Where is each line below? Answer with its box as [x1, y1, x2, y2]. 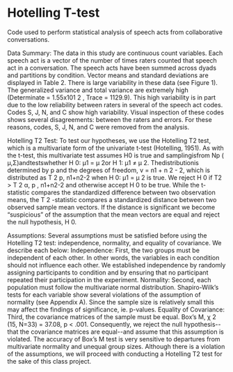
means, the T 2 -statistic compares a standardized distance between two [7, 195, 217, 203]
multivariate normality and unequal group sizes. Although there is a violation [7, 342, 225, 350]
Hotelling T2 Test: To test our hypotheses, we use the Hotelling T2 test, [7, 136, 211, 144]
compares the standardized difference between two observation [31, 188, 216, 196]
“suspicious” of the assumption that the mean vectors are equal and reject [7, 210, 220, 219]
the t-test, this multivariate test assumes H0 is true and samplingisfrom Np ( [7, 151, 225, 160]
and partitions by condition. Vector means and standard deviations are [7, 71, 209, 79]
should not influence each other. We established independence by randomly [7, 261, 226, 269]
